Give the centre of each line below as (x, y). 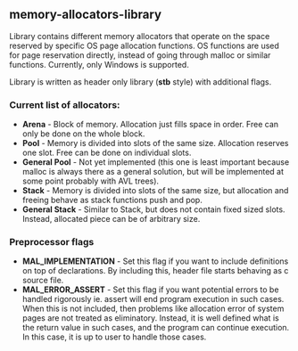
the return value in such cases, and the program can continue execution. (156, 328)
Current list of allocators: (65, 104)
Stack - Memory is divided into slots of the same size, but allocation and (155, 191)
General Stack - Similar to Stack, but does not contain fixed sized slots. (153, 209)
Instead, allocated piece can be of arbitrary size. (111, 219)
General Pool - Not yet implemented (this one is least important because (156, 162)
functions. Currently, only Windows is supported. (99, 64)
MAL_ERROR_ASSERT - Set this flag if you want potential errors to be (150, 290)
